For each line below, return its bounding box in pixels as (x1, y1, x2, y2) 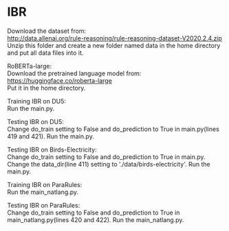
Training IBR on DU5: (7, 97, 67, 105)
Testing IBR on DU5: (7, 117, 64, 125)
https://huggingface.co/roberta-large (7, 76, 112, 84)
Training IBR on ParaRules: (7, 180, 83, 189)
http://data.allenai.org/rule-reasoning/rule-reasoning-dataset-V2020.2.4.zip (7, 34, 222, 42)
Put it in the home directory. (7, 84, 86, 92)
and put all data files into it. (7, 49, 84, 57)
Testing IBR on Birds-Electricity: (7, 145, 98, 154)
